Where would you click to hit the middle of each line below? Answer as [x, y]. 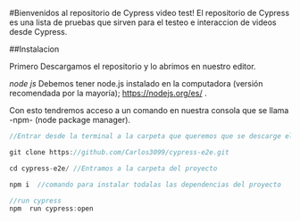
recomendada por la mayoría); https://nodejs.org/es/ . [108, 93]
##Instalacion [34, 49]
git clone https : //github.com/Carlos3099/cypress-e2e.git [119, 152]
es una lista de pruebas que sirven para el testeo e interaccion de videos [143, 22]
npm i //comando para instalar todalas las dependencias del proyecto [145, 185]
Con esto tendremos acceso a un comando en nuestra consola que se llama [149, 110]
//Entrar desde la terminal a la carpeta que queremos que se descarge [145, 136]
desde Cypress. [38, 32]
